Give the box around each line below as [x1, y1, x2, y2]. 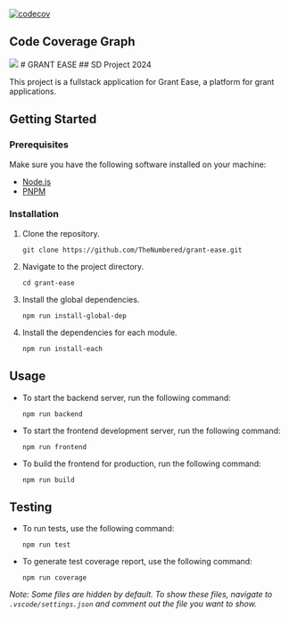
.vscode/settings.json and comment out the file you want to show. [9, 598, 257, 609]
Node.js [21, 176, 52, 187]
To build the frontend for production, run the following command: [21, 458, 261, 469]
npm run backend [21, 409, 83, 419]
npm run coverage [21, 573, 87, 582]
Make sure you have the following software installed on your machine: [9, 159, 267, 170]
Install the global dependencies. [21, 294, 140, 305]
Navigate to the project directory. [21, 261, 144, 271]
